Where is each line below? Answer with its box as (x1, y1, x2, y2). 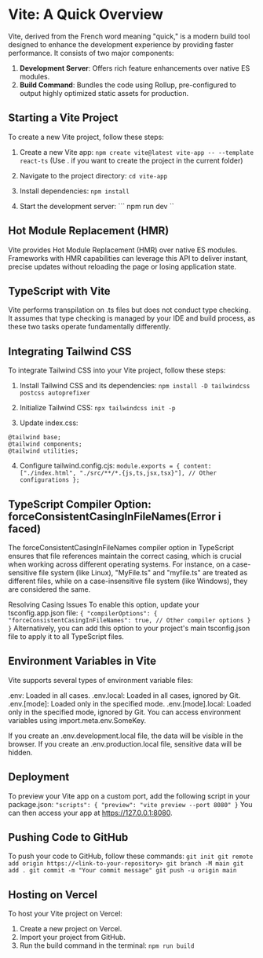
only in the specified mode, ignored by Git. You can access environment (8, 707, 241, 717)
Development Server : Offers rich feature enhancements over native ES (19, 63, 250, 72)
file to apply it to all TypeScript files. (8, 632, 124, 641)
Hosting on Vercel (8, 888, 98, 901)
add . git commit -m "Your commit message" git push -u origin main (8, 867, 237, 875)
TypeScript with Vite (8, 284, 111, 298)
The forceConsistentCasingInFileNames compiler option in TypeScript (8, 543, 234, 552)
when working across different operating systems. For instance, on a (8, 560, 231, 569)
